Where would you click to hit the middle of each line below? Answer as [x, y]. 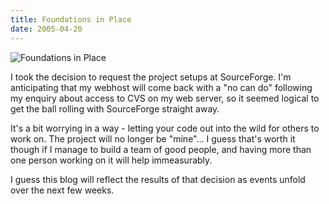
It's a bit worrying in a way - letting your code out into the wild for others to [165, 128]
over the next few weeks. [62, 190]
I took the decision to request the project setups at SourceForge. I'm [151, 77]
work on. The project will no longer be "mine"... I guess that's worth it [153, 138]
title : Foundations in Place [71, 19]
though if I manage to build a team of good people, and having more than [161, 149]
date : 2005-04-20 [46, 29]
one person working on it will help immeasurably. [111, 160]
